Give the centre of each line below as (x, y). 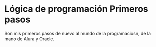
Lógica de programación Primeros (76, 9)
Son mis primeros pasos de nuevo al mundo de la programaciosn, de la (78, 33)
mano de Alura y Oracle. (30, 39)
